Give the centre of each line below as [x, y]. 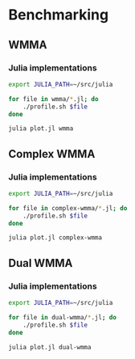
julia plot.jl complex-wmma [55, 238]
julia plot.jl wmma [41, 129]
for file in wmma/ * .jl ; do [53, 99]
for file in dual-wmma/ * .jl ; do [62, 317]
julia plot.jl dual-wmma [50, 347]
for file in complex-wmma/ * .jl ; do [68, 208]
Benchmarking [59, 15]
